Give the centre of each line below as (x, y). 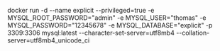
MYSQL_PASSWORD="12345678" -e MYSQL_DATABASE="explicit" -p (110, 25)
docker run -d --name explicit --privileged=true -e (81, 10)
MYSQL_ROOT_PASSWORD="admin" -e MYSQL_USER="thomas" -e (107, 18)
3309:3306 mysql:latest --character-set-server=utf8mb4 (91, 33)
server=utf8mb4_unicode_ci (49, 40)
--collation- (193, 33)
